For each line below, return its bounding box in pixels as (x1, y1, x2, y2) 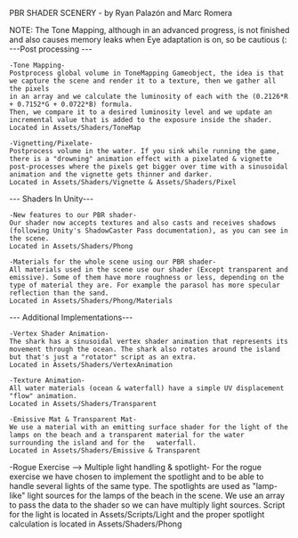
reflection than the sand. (9, 289, 109, 298)
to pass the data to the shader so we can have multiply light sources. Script (9, 500, 286, 510)
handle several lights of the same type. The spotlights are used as (9, 481, 251, 491)
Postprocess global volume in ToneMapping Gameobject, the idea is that (9, 69, 285, 77)
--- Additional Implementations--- (9, 312, 133, 322)
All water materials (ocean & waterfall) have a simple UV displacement (9, 384, 285, 393)
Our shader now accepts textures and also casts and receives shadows (9, 218, 277, 227)
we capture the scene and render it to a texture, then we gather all (9, 77, 277, 86)
